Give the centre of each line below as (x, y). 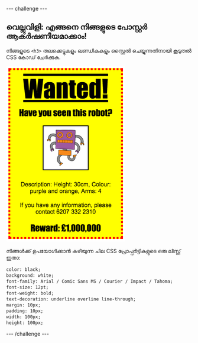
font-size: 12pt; (27, 287)
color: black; (24, 269)
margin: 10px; (24, 305)
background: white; (30, 275)
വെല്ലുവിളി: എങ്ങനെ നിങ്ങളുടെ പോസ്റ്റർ (77, 27)
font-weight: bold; (30, 293)
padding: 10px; (25, 311)
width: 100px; (24, 317)
